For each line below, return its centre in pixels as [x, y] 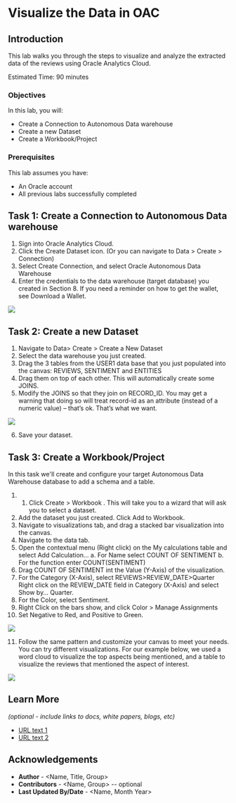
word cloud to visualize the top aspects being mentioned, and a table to [122, 657]
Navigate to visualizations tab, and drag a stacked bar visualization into [121, 525]
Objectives [27, 95]
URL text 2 [33, 738]
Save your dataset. [45, 435]
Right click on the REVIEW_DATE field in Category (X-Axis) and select [118, 585]
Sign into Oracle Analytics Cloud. [66, 244]
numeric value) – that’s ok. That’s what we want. [87, 408]
